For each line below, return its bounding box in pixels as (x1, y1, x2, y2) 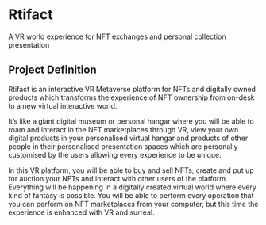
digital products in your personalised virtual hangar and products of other (8, 133, 249, 143)
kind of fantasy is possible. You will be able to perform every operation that (8, 190, 254, 200)
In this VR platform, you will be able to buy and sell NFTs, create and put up (8, 165, 254, 175)
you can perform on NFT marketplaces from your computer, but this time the (8, 199, 259, 208)
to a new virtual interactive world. (8, 101, 118, 110)
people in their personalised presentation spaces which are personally (8, 141, 238, 151)
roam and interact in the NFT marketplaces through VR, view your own (8, 124, 239, 134)
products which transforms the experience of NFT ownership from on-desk (8, 93, 255, 102)
